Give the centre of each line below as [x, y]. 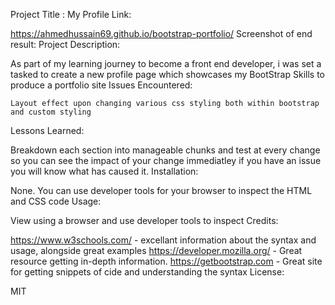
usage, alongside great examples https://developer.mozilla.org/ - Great [156, 250]
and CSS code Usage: [56, 201]
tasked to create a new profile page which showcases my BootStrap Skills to [167, 74]
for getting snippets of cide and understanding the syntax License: [147, 272]
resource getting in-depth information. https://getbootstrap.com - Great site [166, 261]
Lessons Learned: [47, 130]
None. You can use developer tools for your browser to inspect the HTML [161, 190]
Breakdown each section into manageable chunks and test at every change [165, 150]
